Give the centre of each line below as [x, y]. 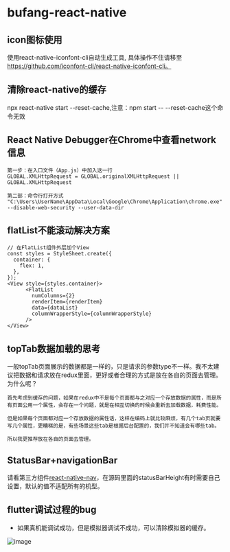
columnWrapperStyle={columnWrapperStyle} [92, 314]
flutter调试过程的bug [52, 510]
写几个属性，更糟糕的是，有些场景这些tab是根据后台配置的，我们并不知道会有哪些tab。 [113, 426]
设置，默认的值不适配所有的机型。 [55, 486]
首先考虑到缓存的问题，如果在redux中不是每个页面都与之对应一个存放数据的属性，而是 [112, 398]
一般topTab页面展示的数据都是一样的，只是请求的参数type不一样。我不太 [111, 367]
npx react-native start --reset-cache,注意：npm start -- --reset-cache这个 [112, 107]
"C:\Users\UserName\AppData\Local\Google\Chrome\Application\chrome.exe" [115, 202]
